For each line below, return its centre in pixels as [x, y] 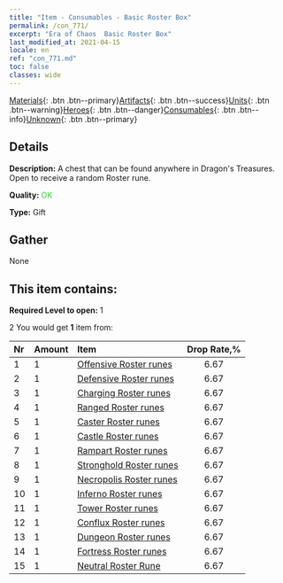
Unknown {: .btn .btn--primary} [82, 119]
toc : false [29, 67]
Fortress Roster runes [122, 552]
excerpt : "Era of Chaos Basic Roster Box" [91, 34]
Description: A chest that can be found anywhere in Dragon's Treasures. [142, 168]
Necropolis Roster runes [127, 479]
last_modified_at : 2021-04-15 [65, 42]
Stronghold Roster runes [127, 465]
